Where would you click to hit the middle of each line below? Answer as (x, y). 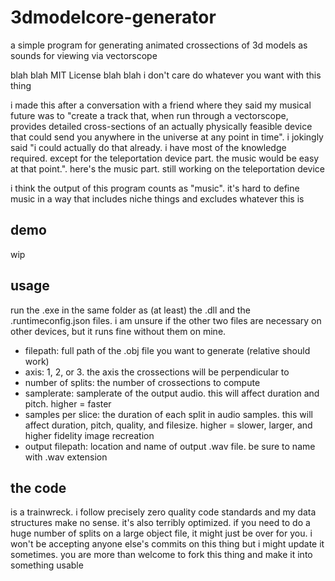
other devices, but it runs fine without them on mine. (118, 331)
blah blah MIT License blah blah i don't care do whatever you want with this (166, 75)
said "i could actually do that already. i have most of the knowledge (148, 147)
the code (38, 487)
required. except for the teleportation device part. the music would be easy (165, 158)
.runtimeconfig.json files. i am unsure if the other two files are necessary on (166, 320)
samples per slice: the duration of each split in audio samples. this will (168, 414)
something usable (47, 565)
